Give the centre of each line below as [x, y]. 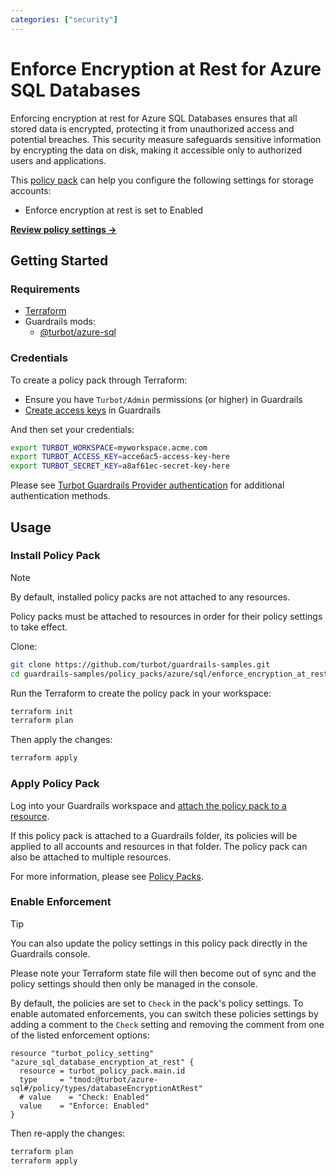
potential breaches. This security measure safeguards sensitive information [166, 139]
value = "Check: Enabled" [89, 1097]
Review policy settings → [63, 229]
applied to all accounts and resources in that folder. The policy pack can [159, 846]
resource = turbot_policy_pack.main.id [102, 1071]
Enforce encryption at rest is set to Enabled [114, 210]
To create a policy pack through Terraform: [99, 380]
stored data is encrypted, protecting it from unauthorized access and [152, 128]
